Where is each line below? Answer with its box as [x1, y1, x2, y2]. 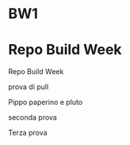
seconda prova [8, 113, 57, 122]
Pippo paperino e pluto [8, 98, 83, 107]
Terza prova [8, 128, 48, 138]
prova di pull [8, 82, 49, 91]
